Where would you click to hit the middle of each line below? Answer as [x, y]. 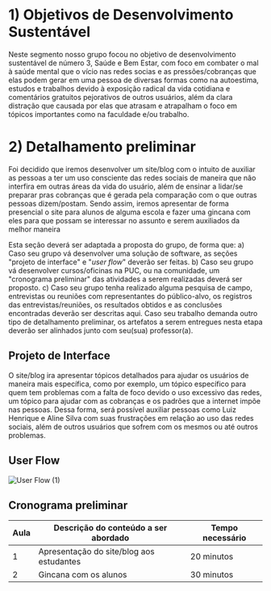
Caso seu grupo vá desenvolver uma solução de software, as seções [123, 253]
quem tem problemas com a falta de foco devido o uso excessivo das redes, [135, 392]
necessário [225, 538]
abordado [110, 538]
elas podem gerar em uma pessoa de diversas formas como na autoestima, [134, 80]
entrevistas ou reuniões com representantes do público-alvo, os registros [130, 296]
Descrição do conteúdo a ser [110, 528]
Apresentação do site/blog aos [96, 551]
